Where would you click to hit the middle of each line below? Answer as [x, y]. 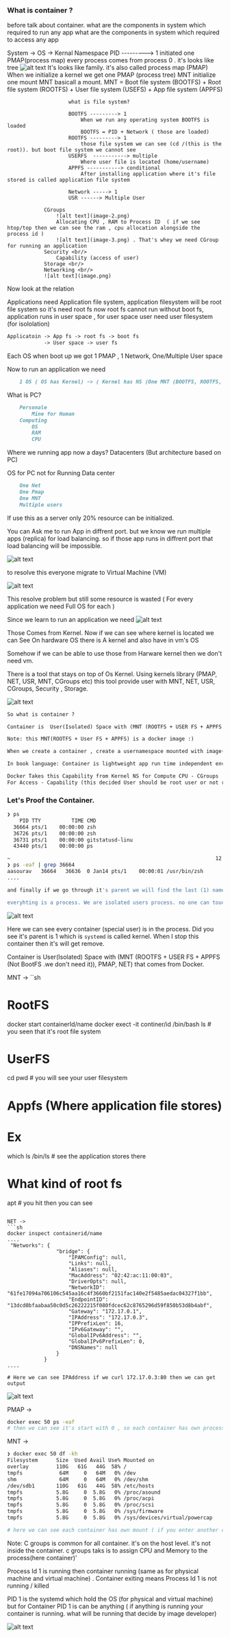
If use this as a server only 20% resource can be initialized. [91, 518]
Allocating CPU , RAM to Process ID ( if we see [128, 222]
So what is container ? [41, 714]
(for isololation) [28, 324]
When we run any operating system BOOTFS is [145, 120]
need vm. [21, 660]
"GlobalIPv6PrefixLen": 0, [107, 1341]
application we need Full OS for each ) [61, 606]
